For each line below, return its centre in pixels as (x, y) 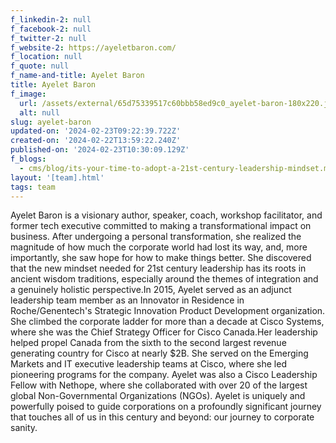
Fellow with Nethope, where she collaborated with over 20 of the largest (159, 385)
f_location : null (46, 57)
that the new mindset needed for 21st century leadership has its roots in (158, 268)
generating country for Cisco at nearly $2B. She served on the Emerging (159, 353)
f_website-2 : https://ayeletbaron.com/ (93, 47)
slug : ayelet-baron (51, 122)
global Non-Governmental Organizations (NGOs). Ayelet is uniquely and (158, 396)
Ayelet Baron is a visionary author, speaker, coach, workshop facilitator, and (166, 215)
